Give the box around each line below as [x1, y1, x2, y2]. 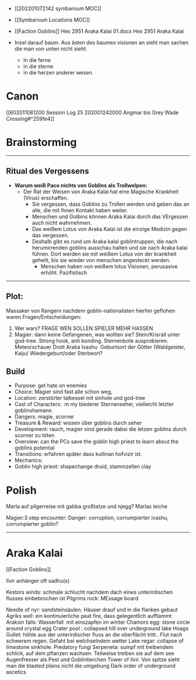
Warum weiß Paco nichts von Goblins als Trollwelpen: [14, 182, 148, 189]
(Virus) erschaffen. [23, 194, 69, 201]
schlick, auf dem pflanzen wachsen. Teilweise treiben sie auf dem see [6, 650, 174, 657]
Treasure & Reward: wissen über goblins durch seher [14, 419, 142, 427]
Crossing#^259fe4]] [6, 115, 54, 122]
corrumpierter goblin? [6, 521, 58, 528]
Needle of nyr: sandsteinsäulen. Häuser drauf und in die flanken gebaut [6, 606, 178, 613]
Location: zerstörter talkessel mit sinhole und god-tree [14, 395, 146, 402]
